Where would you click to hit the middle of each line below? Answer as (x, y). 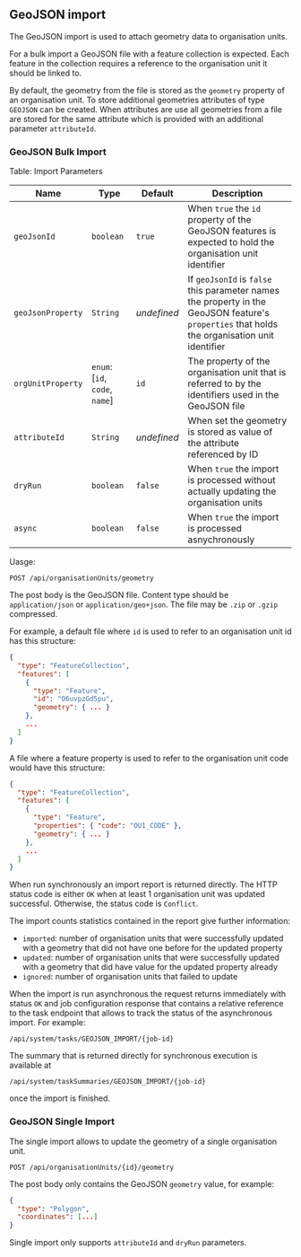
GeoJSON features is (232, 231)
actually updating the (232, 491)
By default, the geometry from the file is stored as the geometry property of (147, 90)
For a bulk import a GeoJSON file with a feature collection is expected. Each (149, 54)
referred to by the (224, 383)
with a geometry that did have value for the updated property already (150, 967)
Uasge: (22, 562)
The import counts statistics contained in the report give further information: (150, 921)
